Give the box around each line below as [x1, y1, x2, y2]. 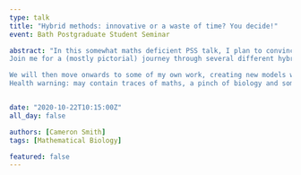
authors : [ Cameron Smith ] [9, 127, 106, 136]
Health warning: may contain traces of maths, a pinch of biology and [9, 79, 279, 88]
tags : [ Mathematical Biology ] [9, 136, 123, 144]
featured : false [9, 152, 70, 162]
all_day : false [9, 111, 66, 120]
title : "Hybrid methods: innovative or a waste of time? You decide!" [9, 22, 279, 31]
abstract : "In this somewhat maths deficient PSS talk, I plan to [9, 46, 262, 55]
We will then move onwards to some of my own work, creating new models [9, 71, 287, 80]
